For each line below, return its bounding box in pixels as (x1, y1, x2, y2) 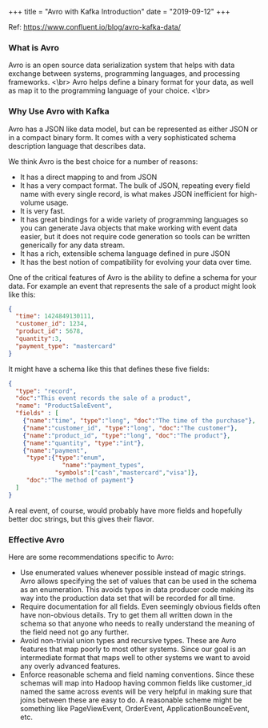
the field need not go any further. (19, 627, 130, 637)
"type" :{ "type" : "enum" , (26, 454, 106, 462)
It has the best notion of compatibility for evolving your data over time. (19, 257, 252, 266)
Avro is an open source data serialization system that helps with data (8, 60, 235, 70)
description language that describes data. (8, 141, 146, 150)
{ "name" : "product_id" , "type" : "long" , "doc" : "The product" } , (22, 431, 230, 439)
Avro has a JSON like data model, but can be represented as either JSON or (8, 124, 258, 134)
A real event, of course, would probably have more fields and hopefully (8, 506, 242, 515)
